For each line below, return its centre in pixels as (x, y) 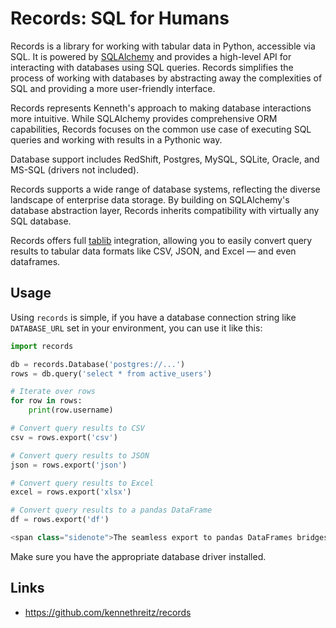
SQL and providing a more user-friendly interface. (113, 88)
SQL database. (41, 221)
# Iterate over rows (53, 392)
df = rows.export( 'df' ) (60, 520)
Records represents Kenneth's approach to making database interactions (161, 108)
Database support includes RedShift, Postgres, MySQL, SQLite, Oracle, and (165, 159)
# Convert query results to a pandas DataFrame (111, 510)
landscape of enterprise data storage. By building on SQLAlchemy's (150, 199)
